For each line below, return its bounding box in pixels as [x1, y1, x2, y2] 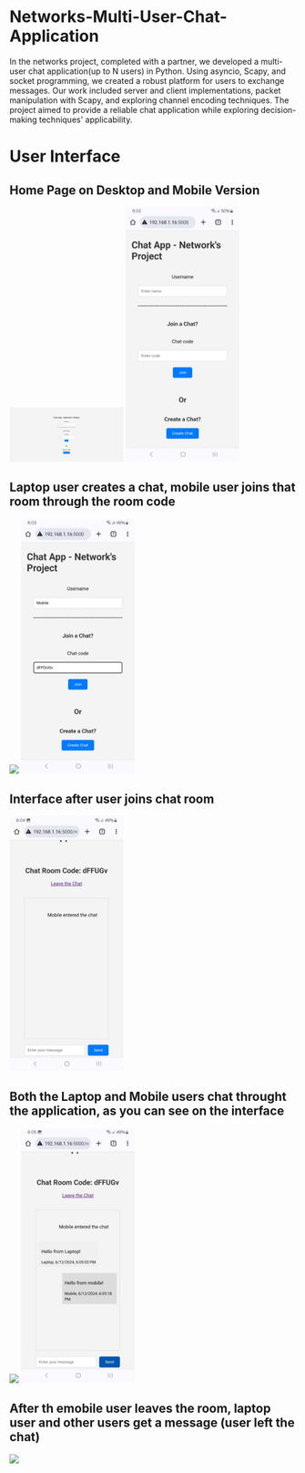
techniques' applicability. [38, 114, 133, 125]
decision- [260, 104, 297, 115]
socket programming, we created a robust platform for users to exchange [9, 75, 285, 86]
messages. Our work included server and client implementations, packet [9, 85, 281, 96]
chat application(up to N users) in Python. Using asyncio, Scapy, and [28, 66, 287, 77]
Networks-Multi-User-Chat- [9, 6, 228, 27]
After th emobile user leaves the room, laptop [9, 1401, 271, 1416]
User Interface [9, 146, 121, 167]
